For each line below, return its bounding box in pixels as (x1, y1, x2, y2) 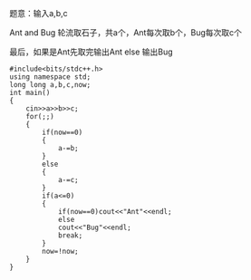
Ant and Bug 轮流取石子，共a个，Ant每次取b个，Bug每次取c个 (9, 27, 243, 38)
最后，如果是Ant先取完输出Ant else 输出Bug (9, 46, 174, 57)
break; (57, 231, 83, 240)
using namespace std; (9, 72, 92, 82)
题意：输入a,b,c (9, 8, 68, 18)
